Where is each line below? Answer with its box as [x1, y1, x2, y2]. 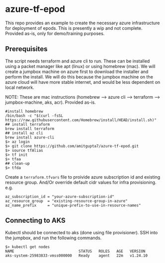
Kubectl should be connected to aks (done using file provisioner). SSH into [5, 229, 158, 235]
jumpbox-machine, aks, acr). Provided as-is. [5, 99, 96, 105]
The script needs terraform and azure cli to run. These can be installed [5, 58, 150, 64]
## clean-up [5, 161, 30, 166]
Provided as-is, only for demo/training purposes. [5, 30, 105, 36]
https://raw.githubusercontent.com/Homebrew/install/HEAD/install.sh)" [5, 118, 157, 123]
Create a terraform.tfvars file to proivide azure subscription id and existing [5, 174, 161, 180]
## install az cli [5, 131, 43, 135]
